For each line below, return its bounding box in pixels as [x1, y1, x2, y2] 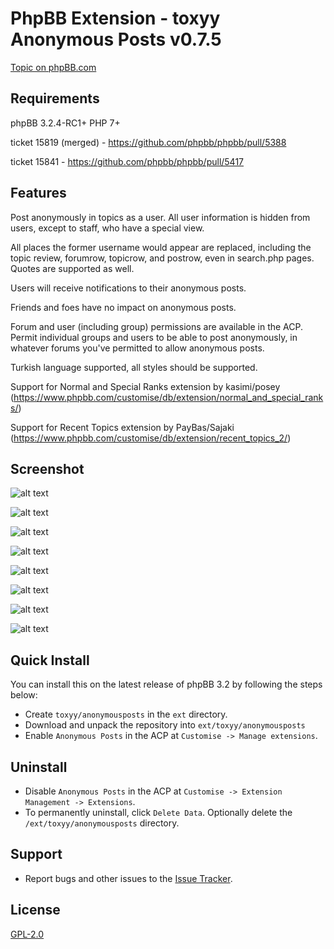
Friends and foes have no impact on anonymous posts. [10, 301, 237, 313]
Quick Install [10, 652, 90, 669]
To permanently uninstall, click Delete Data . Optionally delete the [24, 807, 293, 818]
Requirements [10, 90, 100, 107]
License [10, 902, 61, 919]
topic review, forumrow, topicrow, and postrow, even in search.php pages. [10, 252, 315, 264]
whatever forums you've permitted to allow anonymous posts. [10, 342, 265, 354]
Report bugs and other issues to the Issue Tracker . [24, 872, 233, 884]
